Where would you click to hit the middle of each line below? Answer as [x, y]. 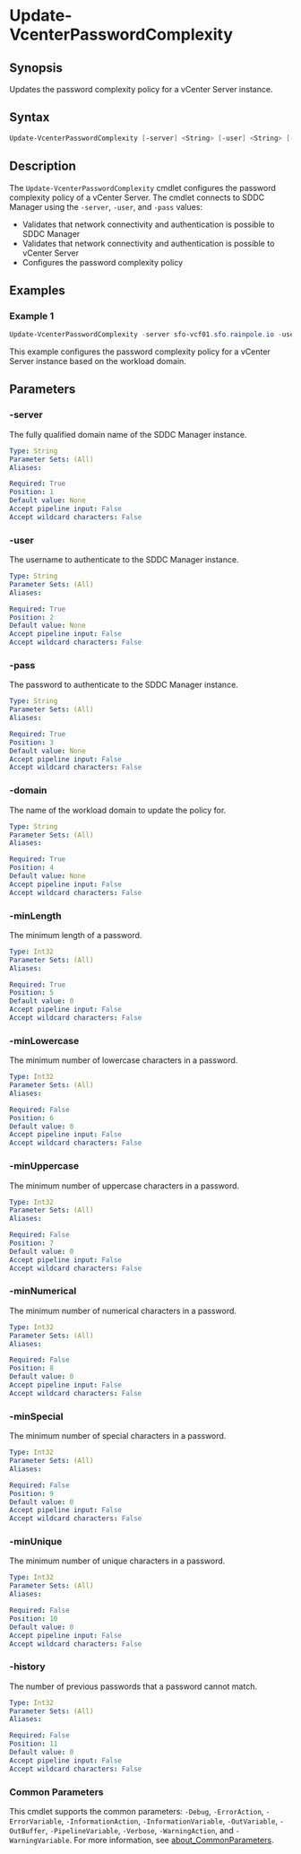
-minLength [35, 916]
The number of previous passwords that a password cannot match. [133, 1686]
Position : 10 [34, 1619]
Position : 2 [31, 617]
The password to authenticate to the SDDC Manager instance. [124, 685]
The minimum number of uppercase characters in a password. [125, 1186]
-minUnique [36, 1542]
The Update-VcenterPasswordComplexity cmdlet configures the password [142, 187]
